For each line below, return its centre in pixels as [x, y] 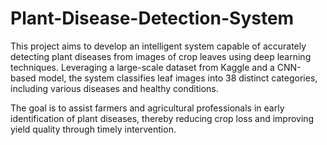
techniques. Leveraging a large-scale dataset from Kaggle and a [142, 67]
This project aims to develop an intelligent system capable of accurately [158, 46]
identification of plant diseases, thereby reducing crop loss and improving [162, 118]
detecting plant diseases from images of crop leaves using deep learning [161, 56]
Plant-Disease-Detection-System [152, 18]
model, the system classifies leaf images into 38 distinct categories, [178, 78]
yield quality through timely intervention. [93, 129]
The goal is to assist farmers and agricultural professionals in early [147, 108]
